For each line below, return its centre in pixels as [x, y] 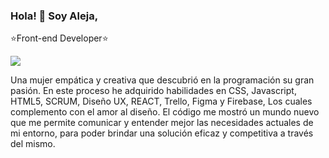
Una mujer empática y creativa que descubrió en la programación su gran [162, 80]
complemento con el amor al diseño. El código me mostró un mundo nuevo [165, 112]
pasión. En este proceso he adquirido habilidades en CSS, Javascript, [153, 91]
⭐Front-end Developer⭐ [59, 38]
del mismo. [33, 144]
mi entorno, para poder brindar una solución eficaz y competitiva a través [162, 133]
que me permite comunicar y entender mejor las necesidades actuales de [162, 123]
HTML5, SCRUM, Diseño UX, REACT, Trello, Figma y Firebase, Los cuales [161, 101]
